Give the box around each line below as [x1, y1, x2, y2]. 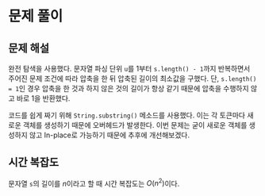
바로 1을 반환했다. [16, 94, 71, 103]
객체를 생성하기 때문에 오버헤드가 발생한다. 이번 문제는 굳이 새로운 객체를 [22, 121, 248, 129]
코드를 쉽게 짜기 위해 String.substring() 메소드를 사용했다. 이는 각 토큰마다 [8, 110, 246, 120]
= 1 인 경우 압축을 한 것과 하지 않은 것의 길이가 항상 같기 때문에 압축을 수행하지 [8, 84, 249, 93]
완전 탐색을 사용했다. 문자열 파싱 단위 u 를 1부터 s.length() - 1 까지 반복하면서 [8, 64, 251, 73]
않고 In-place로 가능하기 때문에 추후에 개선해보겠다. [29, 130, 190, 140]
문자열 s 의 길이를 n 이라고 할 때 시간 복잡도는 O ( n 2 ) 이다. [8, 177, 180, 188]
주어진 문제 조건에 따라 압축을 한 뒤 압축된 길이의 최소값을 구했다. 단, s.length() [8, 74, 257, 83]
